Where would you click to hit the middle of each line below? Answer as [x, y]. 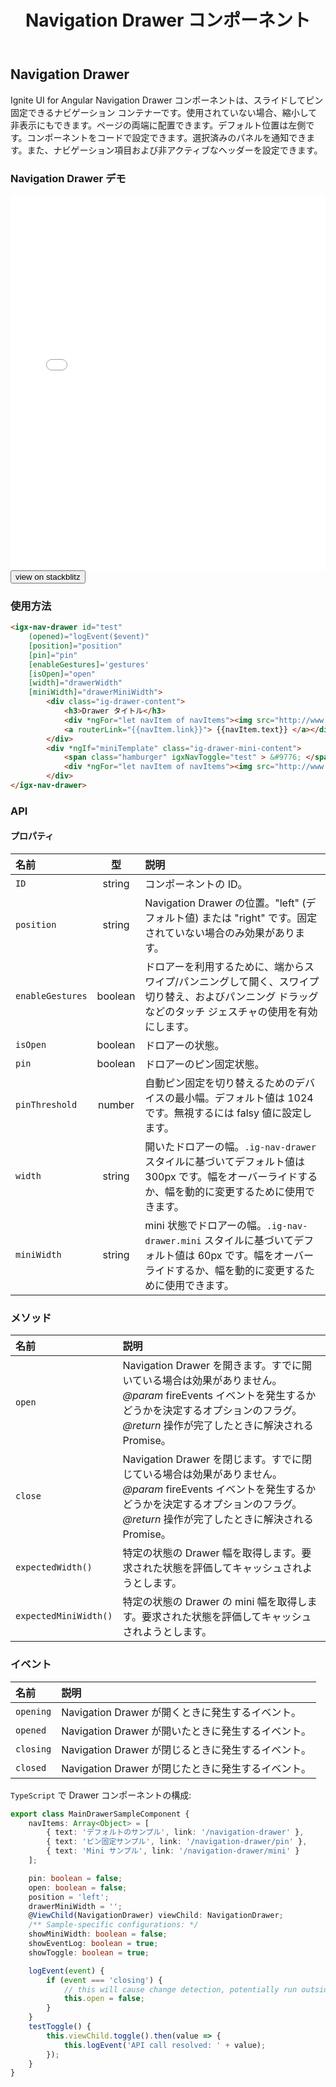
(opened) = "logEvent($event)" [89, 637]
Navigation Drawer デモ [68, 178]
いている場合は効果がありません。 [202, 1381]
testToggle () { [60, 2027]
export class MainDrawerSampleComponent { [100, 1814]
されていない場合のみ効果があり [219, 933]
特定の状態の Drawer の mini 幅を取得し [215, 1602]
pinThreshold [46, 1105]
